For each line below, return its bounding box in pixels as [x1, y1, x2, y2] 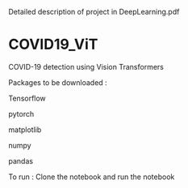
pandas [8, 156, 34, 165]
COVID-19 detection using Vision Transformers [8, 62, 164, 71]
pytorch [8, 109, 35, 118]
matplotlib [8, 125, 42, 135]
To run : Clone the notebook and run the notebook [8, 172, 175, 182]
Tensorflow [8, 93, 46, 103]
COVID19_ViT [8, 36, 98, 53]
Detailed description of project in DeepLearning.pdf [8, 7, 180, 16]
